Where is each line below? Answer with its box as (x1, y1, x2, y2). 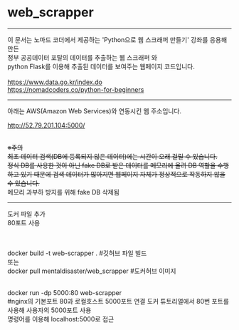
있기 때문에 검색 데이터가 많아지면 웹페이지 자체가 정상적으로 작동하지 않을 (20, 170, 226, 178)
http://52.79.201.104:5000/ (7, 120, 85, 129)
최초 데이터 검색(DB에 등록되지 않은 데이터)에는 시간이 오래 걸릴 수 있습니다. (7, 152, 218, 160)
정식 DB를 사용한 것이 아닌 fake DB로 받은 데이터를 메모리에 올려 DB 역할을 (7, 161, 216, 170)
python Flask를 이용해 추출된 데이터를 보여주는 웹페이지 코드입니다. (7, 62, 196, 71)
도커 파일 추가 (7, 210, 46, 218)
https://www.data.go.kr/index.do (7, 78, 103, 86)
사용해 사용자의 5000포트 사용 (7, 306, 92, 314)
